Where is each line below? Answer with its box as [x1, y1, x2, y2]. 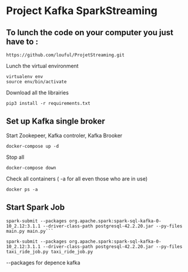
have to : [6, 36, 38, 46]
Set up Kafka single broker [6, 116, 106, 127]
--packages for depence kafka [6, 259, 80, 266]
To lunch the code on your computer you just [6, 28, 174, 38]
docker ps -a [6, 186, 38, 192]
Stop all [6, 154, 25, 161]
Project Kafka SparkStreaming [6, 4, 157, 18]
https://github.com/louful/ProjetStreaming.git [6, 52, 125, 58]
